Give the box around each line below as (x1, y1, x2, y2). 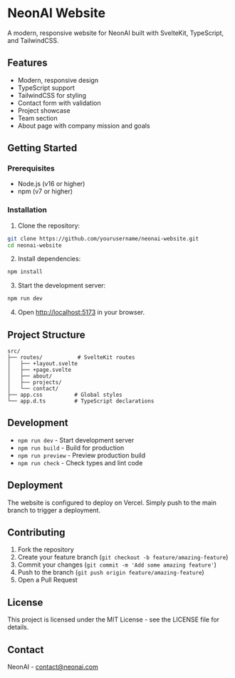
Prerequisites (7, 163, 55, 173)
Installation (7, 205, 48, 215)
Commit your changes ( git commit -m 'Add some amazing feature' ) (17, 560, 217, 569)
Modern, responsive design (17, 76, 98, 84)
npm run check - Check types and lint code (17, 458, 143, 467)
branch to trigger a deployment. (7, 505, 101, 515)
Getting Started (7, 142, 78, 154)
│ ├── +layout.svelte (7, 360, 78, 368)
